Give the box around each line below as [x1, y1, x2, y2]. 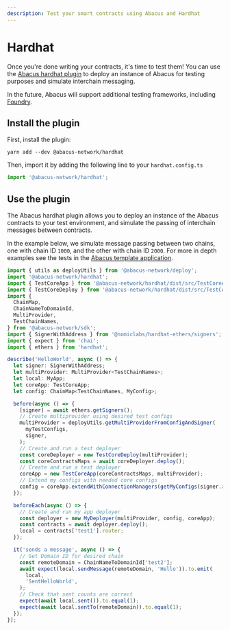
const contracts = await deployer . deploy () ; [19, 521, 149, 528]
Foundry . [7, 97, 33, 106]
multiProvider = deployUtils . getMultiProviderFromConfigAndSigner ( [19, 419, 216, 426]
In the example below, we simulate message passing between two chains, [7, 240, 216, 248]
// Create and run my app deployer [19, 509, 121, 515]
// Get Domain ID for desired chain [19, 552, 125, 559]
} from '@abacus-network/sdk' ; [7, 324, 97, 331]
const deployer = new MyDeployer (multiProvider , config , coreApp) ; [19, 515, 216, 522]
